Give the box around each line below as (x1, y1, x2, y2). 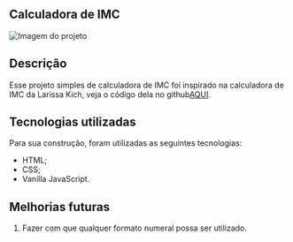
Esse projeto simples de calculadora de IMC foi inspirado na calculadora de (9, 79, 285, 90)
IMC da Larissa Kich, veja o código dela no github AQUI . (9, 88, 211, 100)
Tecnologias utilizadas (9, 115, 136, 130)
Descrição (9, 57, 67, 72)
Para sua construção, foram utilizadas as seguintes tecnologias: (9, 138, 243, 148)
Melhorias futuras (9, 199, 111, 215)
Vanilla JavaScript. (21, 174, 90, 185)
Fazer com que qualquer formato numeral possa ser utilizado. (21, 223, 248, 233)
